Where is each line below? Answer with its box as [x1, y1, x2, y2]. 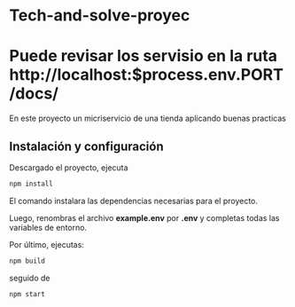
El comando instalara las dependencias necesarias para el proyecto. [9, 195, 259, 206]
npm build [9, 256, 46, 265]
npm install [9, 179, 53, 188]
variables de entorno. [9, 222, 87, 232]
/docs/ [9, 83, 59, 104]
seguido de [9, 272, 50, 283]
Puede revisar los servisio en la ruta [9, 46, 277, 67]
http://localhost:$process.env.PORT [9, 65, 283, 85]
